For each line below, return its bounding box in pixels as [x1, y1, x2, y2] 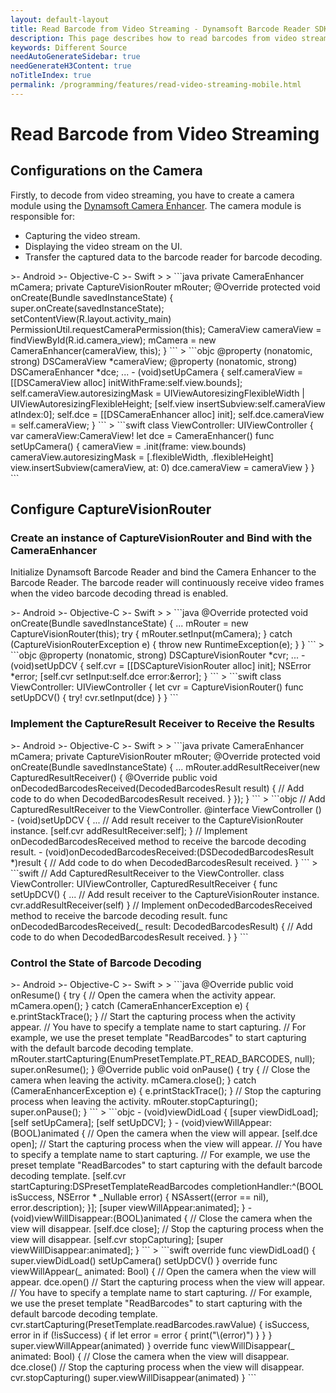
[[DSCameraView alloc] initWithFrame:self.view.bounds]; [10, 376, 243, 388]
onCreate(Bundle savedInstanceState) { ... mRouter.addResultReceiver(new [10, 761, 321, 773]
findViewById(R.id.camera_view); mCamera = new [10, 334, 217, 346]
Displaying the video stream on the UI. [24, 240, 183, 252]
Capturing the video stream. [24, 229, 141, 241]
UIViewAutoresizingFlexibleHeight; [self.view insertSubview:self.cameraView [10, 397, 326, 410]
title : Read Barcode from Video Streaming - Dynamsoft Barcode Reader [10, 24, 311, 34]
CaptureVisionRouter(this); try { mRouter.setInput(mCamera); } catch [10, 628, 293, 640]
